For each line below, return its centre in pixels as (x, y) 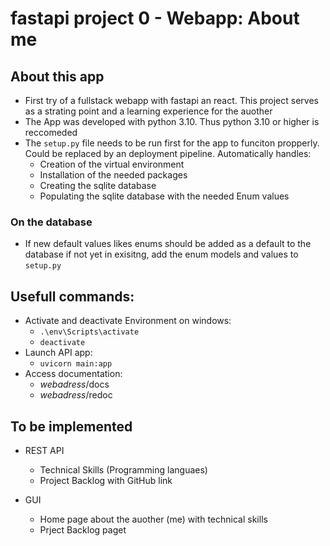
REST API (44, 450)
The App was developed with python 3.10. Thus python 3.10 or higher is (172, 121)
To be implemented (71, 426)
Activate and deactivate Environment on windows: (128, 321)
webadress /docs (74, 384)
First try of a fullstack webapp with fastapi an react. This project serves (171, 100)
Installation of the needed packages (113, 175)
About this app (57, 76)
